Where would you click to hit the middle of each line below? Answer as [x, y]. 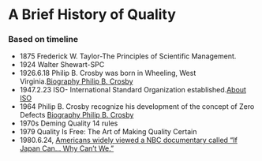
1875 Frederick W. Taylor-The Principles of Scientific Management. [128, 56]
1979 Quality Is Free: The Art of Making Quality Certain [108, 132]
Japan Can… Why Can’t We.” [67, 148]
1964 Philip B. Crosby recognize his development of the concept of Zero [137, 107]
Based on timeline [43, 39]
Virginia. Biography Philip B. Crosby [76, 81]
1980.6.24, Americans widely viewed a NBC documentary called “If [129, 140]
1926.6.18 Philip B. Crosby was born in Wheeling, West [108, 73]
